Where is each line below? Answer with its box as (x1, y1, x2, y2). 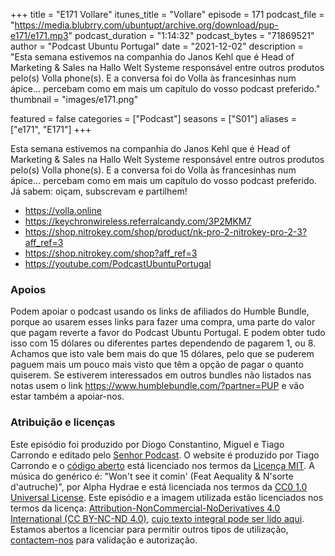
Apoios (10, 282, 47, 296)
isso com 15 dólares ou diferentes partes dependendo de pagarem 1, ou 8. (10, 337, 317, 349)
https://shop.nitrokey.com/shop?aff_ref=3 (24, 247, 198, 259)
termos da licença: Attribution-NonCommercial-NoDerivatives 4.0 (10, 502, 281, 514)
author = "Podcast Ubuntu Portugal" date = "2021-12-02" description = (10, 40, 304, 52)
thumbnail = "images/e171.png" (10, 94, 139, 105)
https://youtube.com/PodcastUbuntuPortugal (24, 258, 212, 269)
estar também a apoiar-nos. (10, 390, 125, 403)
